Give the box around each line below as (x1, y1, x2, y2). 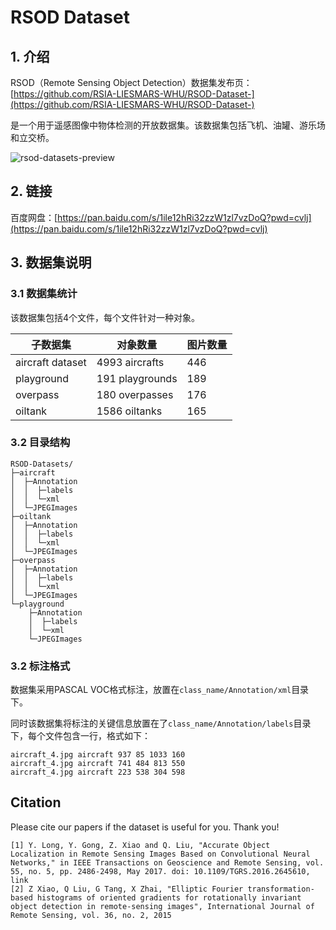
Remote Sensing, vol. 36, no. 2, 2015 (10, 910, 172, 920)
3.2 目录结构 (10, 436, 71, 450)
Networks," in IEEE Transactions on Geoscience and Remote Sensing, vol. (10, 857, 325, 868)
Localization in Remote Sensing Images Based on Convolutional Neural (10, 849, 311, 859)
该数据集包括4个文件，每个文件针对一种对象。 (10, 311, 201, 323)
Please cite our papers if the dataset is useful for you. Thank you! (10, 821, 280, 833)
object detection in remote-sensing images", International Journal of (10, 901, 315, 911)
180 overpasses (96, 387, 174, 401)
